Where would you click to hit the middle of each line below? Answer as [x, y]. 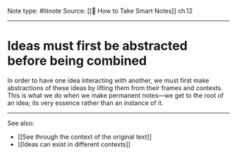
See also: [21, 123]
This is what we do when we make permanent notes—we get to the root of [116, 95]
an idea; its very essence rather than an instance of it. [85, 103]
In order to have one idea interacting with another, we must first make [108, 80]
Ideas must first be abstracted [98, 46]
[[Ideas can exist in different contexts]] [74, 144]
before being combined [77, 61]
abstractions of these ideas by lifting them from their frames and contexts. [115, 87]
